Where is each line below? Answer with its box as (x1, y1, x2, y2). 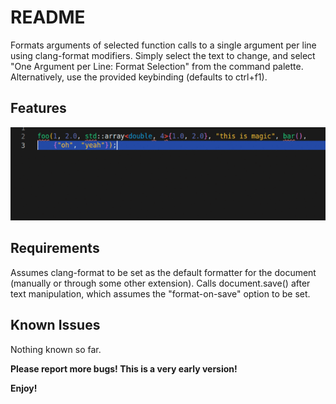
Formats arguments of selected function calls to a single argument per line (10, 39, 317, 51)
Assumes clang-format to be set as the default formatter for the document (10, 266, 317, 278)
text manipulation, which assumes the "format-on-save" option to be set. (10, 287, 311, 300)
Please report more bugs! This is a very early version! (10, 362, 238, 375)
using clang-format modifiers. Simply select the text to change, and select (10, 49, 316, 61)
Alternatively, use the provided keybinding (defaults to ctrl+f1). (10, 71, 268, 83)
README (10, 6, 86, 29)
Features (10, 100, 67, 117)
